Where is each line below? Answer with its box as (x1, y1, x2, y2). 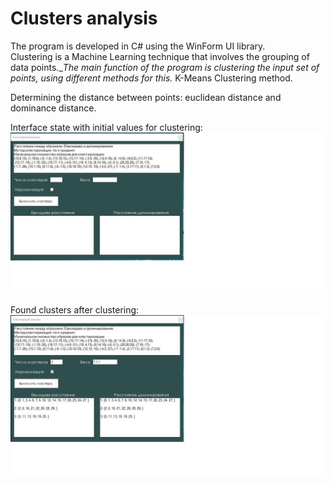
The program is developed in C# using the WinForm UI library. (10, 40, 266, 52)
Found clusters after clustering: (10, 303, 140, 316)
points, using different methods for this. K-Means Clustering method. (10, 72, 293, 84)
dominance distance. (10, 102, 97, 114)
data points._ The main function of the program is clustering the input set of (10, 61, 320, 73)
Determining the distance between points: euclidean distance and (10, 91, 282, 103)
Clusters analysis (10, 7, 158, 30)
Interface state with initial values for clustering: (10, 121, 203, 133)
